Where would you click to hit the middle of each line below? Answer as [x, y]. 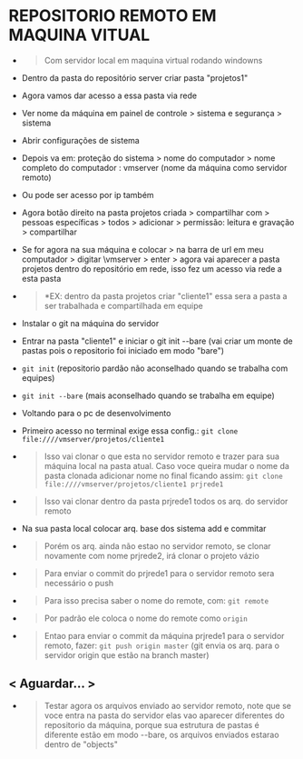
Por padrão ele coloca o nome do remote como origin [146, 618]
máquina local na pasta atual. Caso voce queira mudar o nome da [166, 465]
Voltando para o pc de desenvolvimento [96, 413]
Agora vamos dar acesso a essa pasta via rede [109, 95]
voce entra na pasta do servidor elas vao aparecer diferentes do [164, 715]
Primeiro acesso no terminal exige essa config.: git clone [130, 430]
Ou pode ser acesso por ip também [88, 195]
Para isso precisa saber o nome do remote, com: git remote [156, 600]
